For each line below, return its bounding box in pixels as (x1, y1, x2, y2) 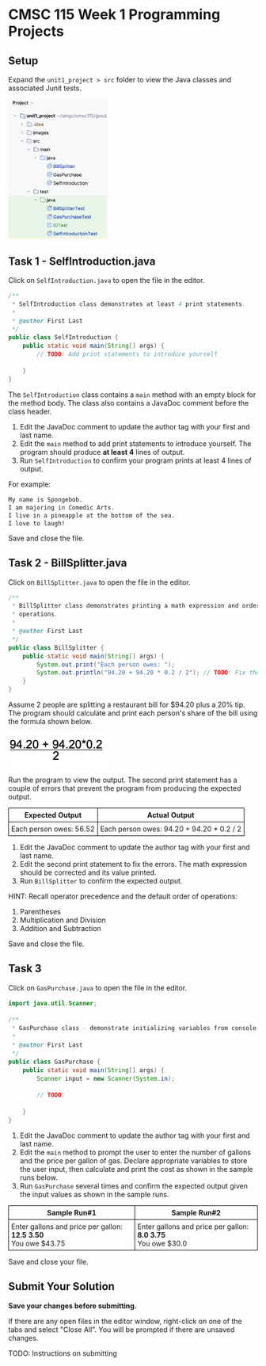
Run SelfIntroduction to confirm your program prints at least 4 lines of (19, 456, 252, 465)
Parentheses (19, 906, 62, 916)
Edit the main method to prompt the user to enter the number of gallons (19, 1147, 252, 1157)
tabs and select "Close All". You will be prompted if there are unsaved (8, 1325, 235, 1334)
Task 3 (8, 962, 42, 975)
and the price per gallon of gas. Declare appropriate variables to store (19, 1155, 248, 1166)
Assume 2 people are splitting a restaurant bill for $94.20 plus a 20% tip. (8, 700, 245, 710)
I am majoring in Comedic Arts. (8, 503, 115, 512)
